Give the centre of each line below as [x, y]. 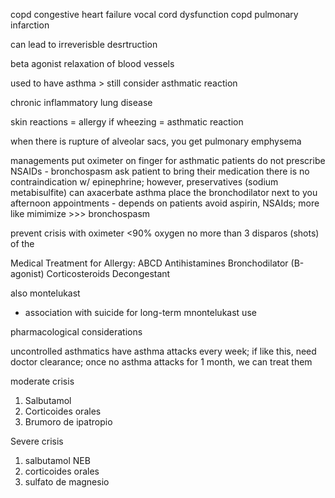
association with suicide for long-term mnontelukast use [140, 312]
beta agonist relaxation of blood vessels [92, 63]
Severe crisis [37, 441]
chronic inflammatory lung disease [81, 102]
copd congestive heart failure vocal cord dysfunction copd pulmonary [154, 14]
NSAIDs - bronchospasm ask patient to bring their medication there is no [160, 171]
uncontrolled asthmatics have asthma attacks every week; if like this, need [163, 351]
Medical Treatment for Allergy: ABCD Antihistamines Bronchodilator [149, 263]
